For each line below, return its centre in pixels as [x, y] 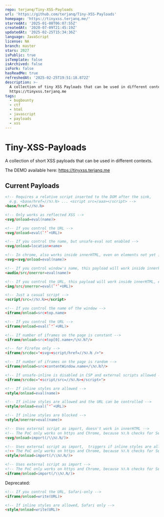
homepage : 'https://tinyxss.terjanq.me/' [48, 19]
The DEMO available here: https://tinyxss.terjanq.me [58, 170]
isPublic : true [20, 55]
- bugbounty [22, 101]
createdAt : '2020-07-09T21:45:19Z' [41, 28]
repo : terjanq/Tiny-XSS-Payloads [39, 10]
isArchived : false [24, 64]
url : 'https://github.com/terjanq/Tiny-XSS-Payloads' [61, 14]
